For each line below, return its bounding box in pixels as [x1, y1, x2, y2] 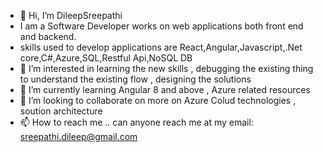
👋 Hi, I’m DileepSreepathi [19, 10, 123, 21]
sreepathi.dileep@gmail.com [19, 131, 138, 142]
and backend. [19, 31, 77, 42]
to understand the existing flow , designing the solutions [19, 73, 252, 85]
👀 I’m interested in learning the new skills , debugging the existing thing [19, 63, 314, 74]
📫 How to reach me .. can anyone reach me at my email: [19, 116, 254, 128]
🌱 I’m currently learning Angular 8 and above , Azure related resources [19, 84, 311, 95]
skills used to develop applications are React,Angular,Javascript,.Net [19, 41, 303, 53]
